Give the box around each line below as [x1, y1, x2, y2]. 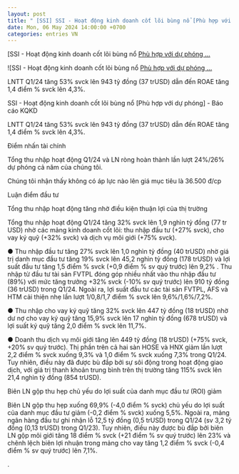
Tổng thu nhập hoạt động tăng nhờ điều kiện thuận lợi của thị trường [7, 205, 208, 213]
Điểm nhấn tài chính [7, 142, 66, 150]
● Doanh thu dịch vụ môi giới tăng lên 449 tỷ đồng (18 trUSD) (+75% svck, [7, 336, 228, 344]
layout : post [7, 10, 46, 18]
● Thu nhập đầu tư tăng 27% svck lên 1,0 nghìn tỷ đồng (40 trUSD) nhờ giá [7, 247, 230, 256]
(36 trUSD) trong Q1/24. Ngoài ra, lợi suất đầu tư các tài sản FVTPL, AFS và [7, 285, 228, 294]
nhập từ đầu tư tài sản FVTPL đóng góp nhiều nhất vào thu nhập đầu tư [7, 270, 216, 279]
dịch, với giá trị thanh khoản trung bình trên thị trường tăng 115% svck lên [7, 366, 223, 374]
